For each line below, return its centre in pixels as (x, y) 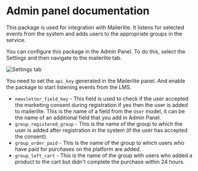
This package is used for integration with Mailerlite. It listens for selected (95, 27)
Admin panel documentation (78, 11)
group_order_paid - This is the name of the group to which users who (99, 142)
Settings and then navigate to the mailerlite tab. (64, 58)
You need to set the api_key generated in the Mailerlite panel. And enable (96, 81)
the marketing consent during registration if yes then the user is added (101, 104)
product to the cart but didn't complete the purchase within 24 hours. (100, 161)
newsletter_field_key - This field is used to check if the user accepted (102, 99)
